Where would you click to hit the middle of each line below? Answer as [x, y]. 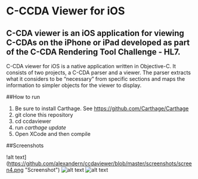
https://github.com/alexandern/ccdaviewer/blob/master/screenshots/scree [100, 163]
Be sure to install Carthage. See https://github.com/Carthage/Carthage [102, 108]
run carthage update [41, 128]
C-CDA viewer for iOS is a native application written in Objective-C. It [91, 66]
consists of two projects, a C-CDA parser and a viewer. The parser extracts [98, 72]
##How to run [23, 97]
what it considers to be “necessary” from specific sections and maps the [96, 79]
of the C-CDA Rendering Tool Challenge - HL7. [93, 52]
